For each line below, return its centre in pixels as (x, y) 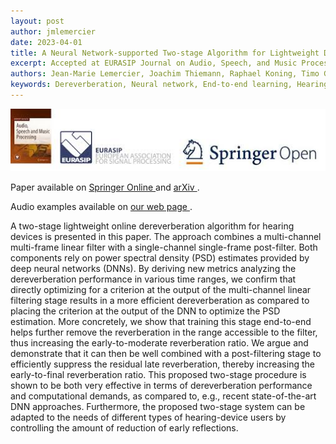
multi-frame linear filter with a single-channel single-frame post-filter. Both (164, 247)
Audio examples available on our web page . (101, 206)
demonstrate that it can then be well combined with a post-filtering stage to (166, 353)
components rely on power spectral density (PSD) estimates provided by (160, 257)
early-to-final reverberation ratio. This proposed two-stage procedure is (158, 374)
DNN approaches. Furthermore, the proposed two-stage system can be (158, 406)
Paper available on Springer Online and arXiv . (105, 187)
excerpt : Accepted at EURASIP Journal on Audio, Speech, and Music (154, 63)
